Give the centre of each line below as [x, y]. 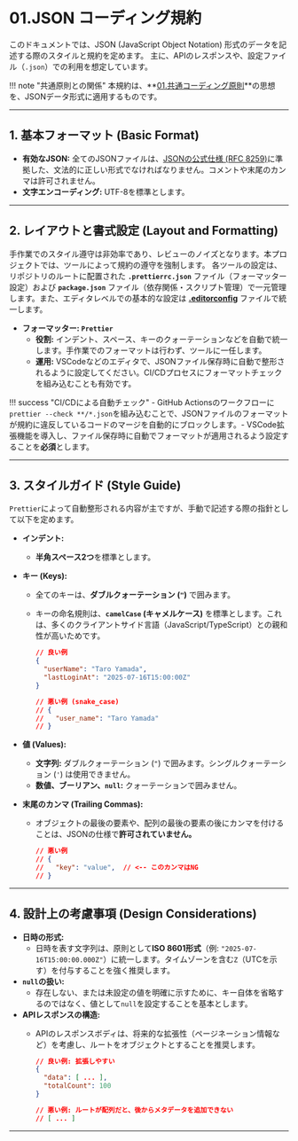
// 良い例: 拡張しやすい [75, 1061]
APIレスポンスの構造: [61, 1014]
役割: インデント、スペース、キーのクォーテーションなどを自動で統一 [161, 339]
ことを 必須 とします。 [55, 446]
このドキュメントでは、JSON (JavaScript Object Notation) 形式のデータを [144, 44]
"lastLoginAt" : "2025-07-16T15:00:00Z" [117, 677]
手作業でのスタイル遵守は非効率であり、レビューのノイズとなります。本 [141, 254]
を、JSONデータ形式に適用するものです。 [86, 96]
